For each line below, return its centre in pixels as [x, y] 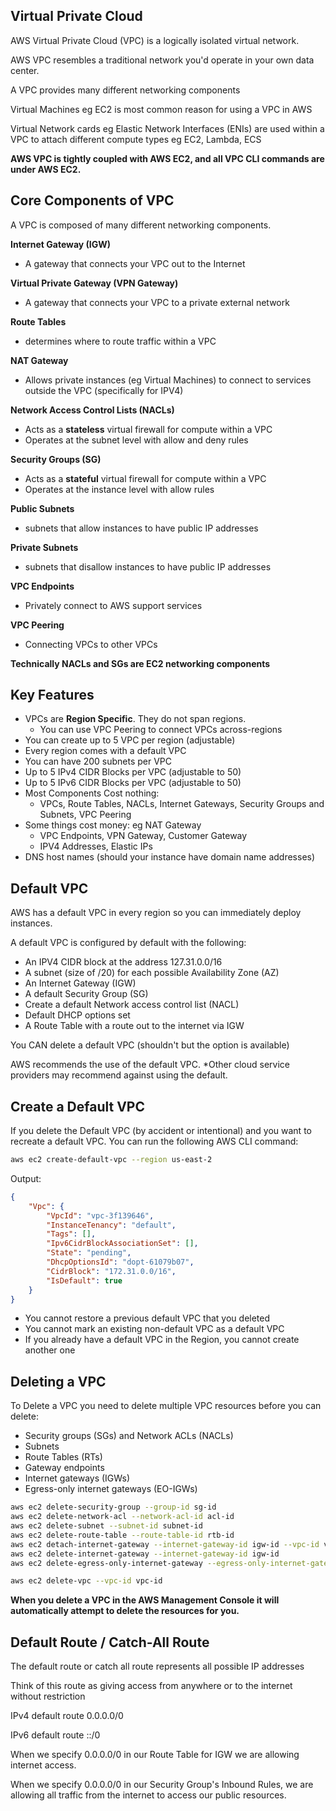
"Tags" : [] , [71, 1234]
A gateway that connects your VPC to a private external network [157, 302]
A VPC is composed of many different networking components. [141, 225]
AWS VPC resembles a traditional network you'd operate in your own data [162, 60]
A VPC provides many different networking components [125, 90]
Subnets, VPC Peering [85, 815]
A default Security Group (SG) [86, 994]
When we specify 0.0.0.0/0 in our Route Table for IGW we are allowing [155, 1755]
